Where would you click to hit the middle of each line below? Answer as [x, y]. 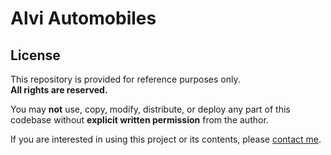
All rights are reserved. [59, 90]
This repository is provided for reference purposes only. [125, 79]
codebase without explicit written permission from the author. [139, 120]
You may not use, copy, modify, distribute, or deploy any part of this [150, 109]
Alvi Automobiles [83, 18]
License [35, 55]
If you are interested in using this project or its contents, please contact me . [166, 139]
